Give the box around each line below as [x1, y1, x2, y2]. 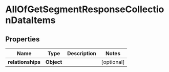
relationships [8, 59, 41, 65]
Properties [5, 35, 40, 43]
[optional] [101, 59, 125, 65]
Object [45, 59, 62, 65]
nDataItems [5, 14, 56, 26]
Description [67, 50, 96, 57]
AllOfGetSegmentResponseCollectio [5, 4, 164, 15]
